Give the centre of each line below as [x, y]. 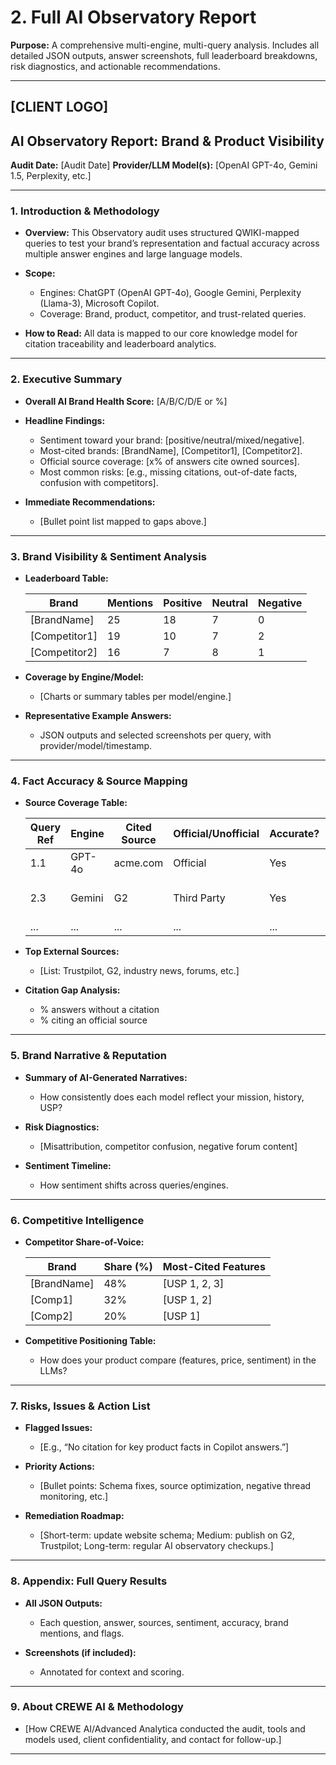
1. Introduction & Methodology [85, 211]
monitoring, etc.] [74, 1497]
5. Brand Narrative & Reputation [88, 1056]
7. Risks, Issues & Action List [80, 1406]
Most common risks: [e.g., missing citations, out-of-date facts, [168, 472]
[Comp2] [51, 1316]
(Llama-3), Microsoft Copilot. [99, 303]
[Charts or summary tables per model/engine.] [135, 697]
